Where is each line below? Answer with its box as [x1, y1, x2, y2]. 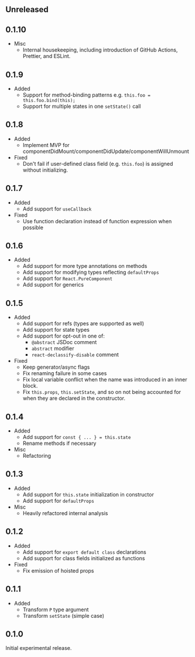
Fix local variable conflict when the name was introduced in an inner [22, 376, 187, 383]
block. [22, 382, 38, 389]
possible [22, 224, 43, 231]
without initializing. [22, 166, 69, 173]
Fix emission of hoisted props [22, 567, 94, 574]
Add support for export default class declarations [22, 548, 147, 556]
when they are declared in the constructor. [22, 395, 125, 402]
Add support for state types [22, 326, 90, 333]
